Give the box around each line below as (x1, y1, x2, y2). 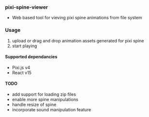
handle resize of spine (12, 102, 57, 107)
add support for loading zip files (12, 91, 76, 97)
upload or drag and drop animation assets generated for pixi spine (12, 38, 144, 43)
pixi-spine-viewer (5, 4, 48, 11)
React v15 (12, 69, 32, 76)
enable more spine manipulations (12, 97, 78, 102)
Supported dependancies (5, 54, 58, 60)
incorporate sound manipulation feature (12, 107, 91, 112)
